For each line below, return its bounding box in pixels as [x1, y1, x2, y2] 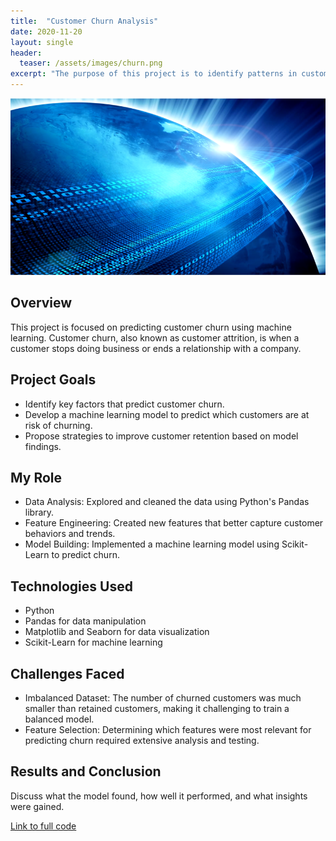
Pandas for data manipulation [24, 615, 147, 627]
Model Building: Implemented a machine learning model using [24, 538, 280, 550]
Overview [10, 295, 73, 312]
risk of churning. [24, 419, 93, 431]
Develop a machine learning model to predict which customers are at [24, 408, 310, 420]
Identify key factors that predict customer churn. [24, 398, 225, 410]
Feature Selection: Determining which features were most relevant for [24, 723, 312, 735]
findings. [24, 440, 62, 452]
